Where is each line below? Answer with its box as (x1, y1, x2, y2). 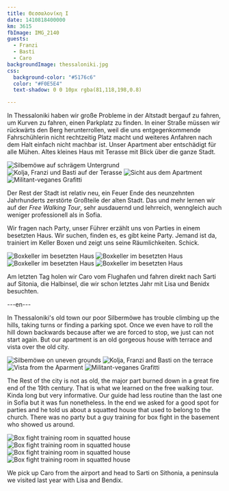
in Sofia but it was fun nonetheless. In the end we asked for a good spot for (7, 398, 219, 407)
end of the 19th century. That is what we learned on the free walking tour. (7, 384, 214, 392)
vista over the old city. (7, 343, 70, 351)
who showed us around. (7, 420, 75, 429)
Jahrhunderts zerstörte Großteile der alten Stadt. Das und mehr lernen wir (7, 196, 215, 204)
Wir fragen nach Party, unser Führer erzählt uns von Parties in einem (7, 224, 200, 232)
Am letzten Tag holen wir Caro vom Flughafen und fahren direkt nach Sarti (7, 272, 217, 281)
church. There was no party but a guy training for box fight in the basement (7, 413, 220, 422)
